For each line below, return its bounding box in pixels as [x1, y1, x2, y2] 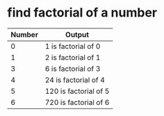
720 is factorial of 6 [44, 97, 110, 107]
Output [65, 30, 89, 39]
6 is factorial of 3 [44, 64, 101, 73]
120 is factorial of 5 [44, 86, 110, 96]
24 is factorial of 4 [44, 75, 106, 84]
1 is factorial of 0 [44, 41, 101, 51]
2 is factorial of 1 [44, 52, 101, 62]
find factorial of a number [7, 5, 158, 21]
